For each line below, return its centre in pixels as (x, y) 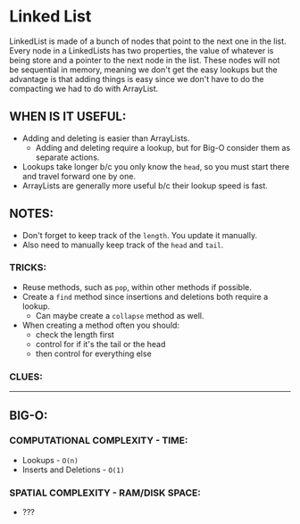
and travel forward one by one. (79, 176)
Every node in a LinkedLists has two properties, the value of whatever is (142, 50)
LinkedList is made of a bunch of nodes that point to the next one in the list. (148, 41)
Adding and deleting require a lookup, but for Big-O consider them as (163, 147)
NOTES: (32, 214)
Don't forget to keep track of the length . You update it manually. (139, 235)
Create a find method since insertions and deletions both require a (145, 296)
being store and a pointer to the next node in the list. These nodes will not (145, 60)
